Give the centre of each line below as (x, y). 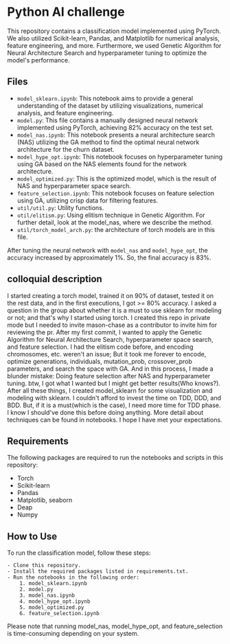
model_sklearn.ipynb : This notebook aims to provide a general (105, 98)
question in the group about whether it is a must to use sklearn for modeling (114, 310)
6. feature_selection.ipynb (59, 614)
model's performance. (38, 60)
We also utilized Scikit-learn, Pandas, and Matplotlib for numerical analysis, (113, 38)
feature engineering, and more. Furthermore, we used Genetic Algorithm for (114, 45)
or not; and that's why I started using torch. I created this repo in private (109, 317)
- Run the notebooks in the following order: (73, 577)
